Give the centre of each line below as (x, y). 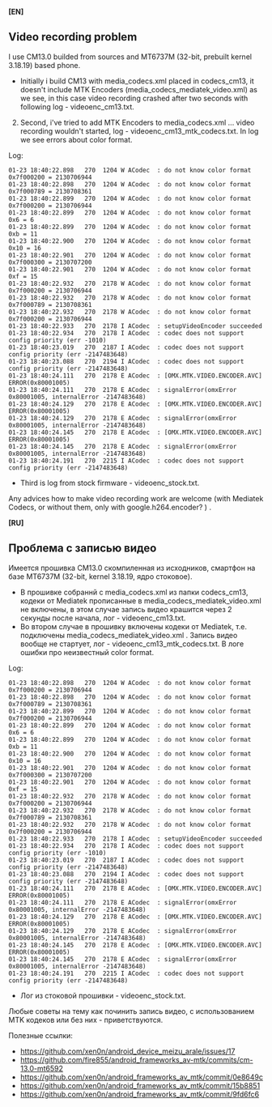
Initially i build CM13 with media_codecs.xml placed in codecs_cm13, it (137, 81)
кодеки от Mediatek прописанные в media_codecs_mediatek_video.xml (140, 600)
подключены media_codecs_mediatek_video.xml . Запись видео (129, 635)
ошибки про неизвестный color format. (87, 652)
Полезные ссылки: (40, 1035)
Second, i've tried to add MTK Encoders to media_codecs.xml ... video (137, 122)
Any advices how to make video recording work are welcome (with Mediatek (136, 498)
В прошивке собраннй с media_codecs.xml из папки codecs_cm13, (134, 592)
